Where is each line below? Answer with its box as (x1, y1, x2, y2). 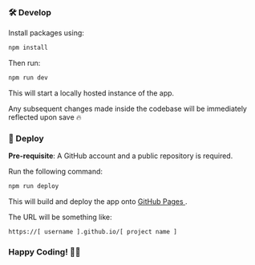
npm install (8, 43, 48, 52)
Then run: (8, 59, 41, 68)
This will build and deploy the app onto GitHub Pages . (8, 197, 188, 206)
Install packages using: (8, 28, 84, 38)
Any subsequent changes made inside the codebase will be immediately (8, 104, 247, 114)
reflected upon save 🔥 (8, 112, 82, 122)
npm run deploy (8, 182, 59, 190)
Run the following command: (8, 167, 103, 177)
